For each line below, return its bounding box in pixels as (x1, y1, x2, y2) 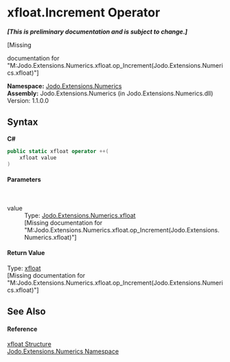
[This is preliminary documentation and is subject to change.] (7, 27, 187, 36)
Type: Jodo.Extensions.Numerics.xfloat (24, 211, 136, 219)
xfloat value (19, 154, 57, 161)
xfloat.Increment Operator (7, 5, 161, 21)
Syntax (7, 117, 38, 128)
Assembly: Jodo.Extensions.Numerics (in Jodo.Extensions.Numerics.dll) (7, 89, 214, 97)
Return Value (7, 249, 45, 257)
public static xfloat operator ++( (7, 147, 109, 155)
